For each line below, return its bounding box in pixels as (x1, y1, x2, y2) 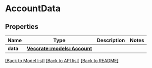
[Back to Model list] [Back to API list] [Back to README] (5, 58, 119, 64)
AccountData (5, 3, 61, 14)
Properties (5, 23, 39, 31)
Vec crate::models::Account (26, 45, 93, 52)
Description (97, 37, 125, 44)
